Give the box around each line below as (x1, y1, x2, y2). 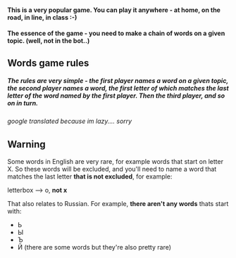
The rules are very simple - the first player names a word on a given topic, (7, 77, 229, 85)
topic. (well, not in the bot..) (7, 37, 90, 45)
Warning (7, 138, 46, 150)
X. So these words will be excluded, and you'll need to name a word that (7, 165, 217, 173)
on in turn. (7, 99, 39, 108)
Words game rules (7, 57, 89, 69)
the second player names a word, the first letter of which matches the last (7, 84, 229, 93)
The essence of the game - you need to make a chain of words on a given (7, 29, 225, 38)
